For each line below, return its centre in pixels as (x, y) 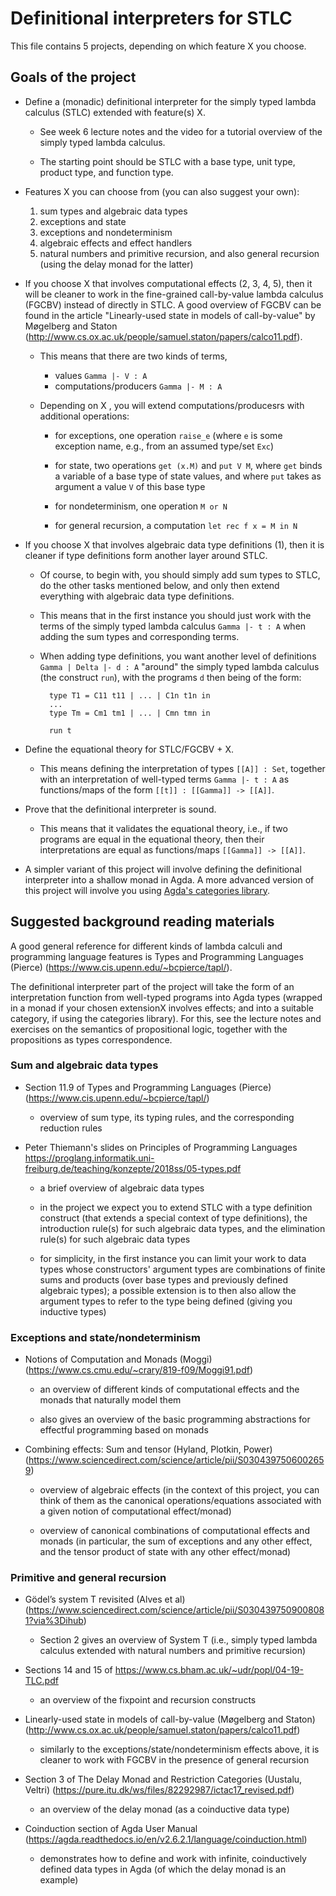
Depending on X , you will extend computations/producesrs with (172, 405)
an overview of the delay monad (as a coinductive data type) (164, 1809)
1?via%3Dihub (54, 1621)
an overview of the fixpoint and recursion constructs (148, 1700)
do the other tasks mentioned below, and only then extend (159, 585)
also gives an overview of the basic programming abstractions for (175, 1419)
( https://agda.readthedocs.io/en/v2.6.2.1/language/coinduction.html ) (166, 1839)
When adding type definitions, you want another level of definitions (178, 656)
